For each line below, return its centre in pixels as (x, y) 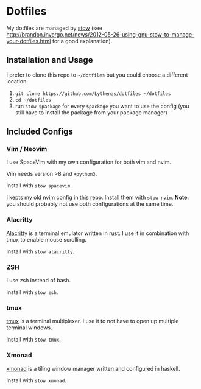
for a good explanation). (82, 41)
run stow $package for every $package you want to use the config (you (102, 106)
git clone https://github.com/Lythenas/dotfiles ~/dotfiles (93, 93)
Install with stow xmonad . (37, 380)
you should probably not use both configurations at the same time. (90, 204)
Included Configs (40, 132)
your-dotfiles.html (29, 41)
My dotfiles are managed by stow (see (54, 28)
